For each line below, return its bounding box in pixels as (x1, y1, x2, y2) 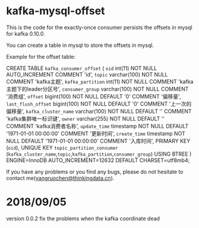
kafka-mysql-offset (6, 4, 105, 18)
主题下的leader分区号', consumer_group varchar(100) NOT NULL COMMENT (6, 85, 189, 93)
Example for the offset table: (6, 53, 76, 60)
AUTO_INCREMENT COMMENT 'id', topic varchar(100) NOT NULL (6, 71, 168, 78)
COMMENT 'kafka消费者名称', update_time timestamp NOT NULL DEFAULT (6, 122, 189, 129)
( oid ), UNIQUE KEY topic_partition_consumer (6, 144, 118, 151)
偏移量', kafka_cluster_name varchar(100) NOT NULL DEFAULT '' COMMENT (6, 107, 192, 115)
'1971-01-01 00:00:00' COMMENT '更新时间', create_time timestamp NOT (6, 129, 185, 137)
